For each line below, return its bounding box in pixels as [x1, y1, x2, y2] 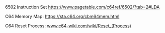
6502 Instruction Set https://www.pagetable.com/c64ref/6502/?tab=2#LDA [5, 4, 160, 10]
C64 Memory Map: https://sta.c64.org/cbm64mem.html [5, 14, 120, 19]
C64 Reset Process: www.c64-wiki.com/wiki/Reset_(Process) [5, 23, 132, 29]
